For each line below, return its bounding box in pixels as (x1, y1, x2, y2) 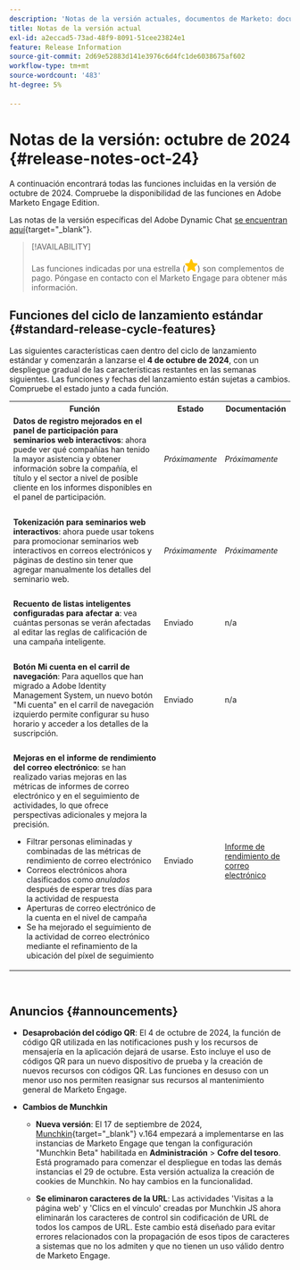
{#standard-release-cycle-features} (9, 322, 217, 337)
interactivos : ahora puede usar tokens (12, 526, 154, 536)
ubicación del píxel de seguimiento (26, 950, 154, 961)
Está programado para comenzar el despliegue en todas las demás (35, 1157, 283, 1168)
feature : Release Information (9, 43, 122, 52)
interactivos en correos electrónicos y (12, 545, 153, 556)
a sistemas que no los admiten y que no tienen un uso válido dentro (35, 1241, 285, 1251)
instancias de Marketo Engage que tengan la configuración (35, 1138, 253, 1148)
